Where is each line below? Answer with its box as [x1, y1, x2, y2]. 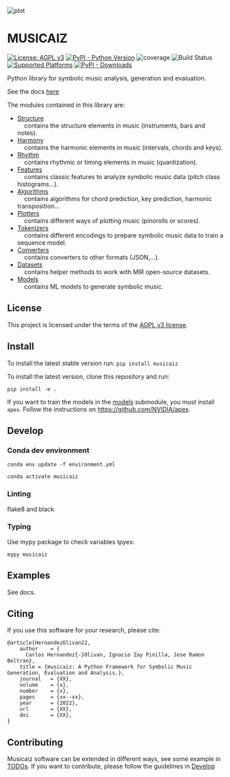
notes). [17, 128, 38, 137]
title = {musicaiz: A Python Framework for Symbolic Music [19, 663, 193, 671]
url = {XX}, [19, 706, 72, 713]
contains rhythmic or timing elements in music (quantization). [23, 158, 198, 166]
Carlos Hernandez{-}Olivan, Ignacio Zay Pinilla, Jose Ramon [25, 652, 205, 659]
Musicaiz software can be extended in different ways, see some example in [7, 755, 221, 763]
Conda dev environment [7, 445, 90, 455]
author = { [19, 645, 60, 652]
